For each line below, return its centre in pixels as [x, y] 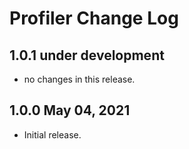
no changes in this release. [79, 79]
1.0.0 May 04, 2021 [70, 110]
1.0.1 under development [87, 55]
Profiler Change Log [94, 18]
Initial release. [52, 134]
